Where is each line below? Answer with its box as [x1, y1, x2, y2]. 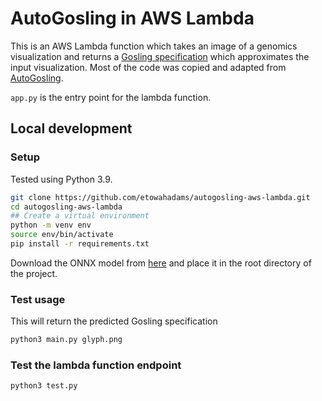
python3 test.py [10, 381, 78, 391]
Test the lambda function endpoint [10, 358, 182, 372]
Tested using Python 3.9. [10, 173, 113, 185]
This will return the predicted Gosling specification [10, 315, 218, 327]
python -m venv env [10, 220, 92, 231]
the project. [10, 267, 58, 279]
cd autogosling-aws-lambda [10, 202, 123, 212]
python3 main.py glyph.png [10, 335, 123, 345]
